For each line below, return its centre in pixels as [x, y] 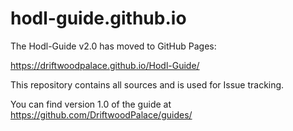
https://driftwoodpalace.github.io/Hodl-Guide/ [105, 65]
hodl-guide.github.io [98, 18]
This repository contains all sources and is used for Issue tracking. [147, 84]
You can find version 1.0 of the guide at [91, 104]
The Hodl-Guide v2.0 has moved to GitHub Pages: [113, 46]
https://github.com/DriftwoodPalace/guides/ [101, 114]
